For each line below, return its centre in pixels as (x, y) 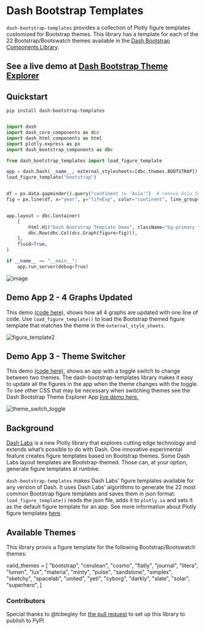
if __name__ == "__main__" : (42, 261)
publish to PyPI (25, 621)
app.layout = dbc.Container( (43, 216)
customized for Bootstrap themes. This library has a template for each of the (103, 34)
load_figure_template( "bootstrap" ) (52, 177)
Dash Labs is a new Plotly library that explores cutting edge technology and (101, 443)
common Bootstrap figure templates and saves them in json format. (91, 494)
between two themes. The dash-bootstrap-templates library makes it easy (100, 377)
